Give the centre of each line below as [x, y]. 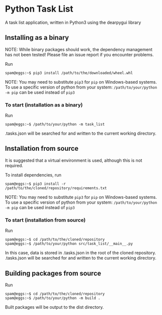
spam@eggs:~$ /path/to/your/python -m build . [53, 298]
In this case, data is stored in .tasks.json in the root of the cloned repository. [81, 253]
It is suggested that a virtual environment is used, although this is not [74, 160]
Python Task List [39, 9]
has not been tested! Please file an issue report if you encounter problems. [79, 54]
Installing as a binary [37, 38]
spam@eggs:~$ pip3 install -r [36, 184]
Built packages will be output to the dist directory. [54, 307]
